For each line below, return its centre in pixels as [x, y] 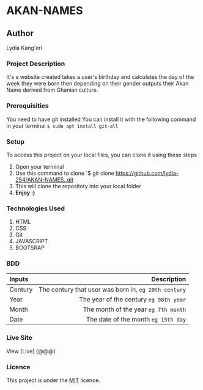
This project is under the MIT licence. [54, 380]
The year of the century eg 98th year [133, 300]
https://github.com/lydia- [147, 173]
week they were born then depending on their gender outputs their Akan [98, 84]
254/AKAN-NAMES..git [44, 179]
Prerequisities [28, 106]
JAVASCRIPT [31, 241]
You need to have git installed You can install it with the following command [101, 119]
